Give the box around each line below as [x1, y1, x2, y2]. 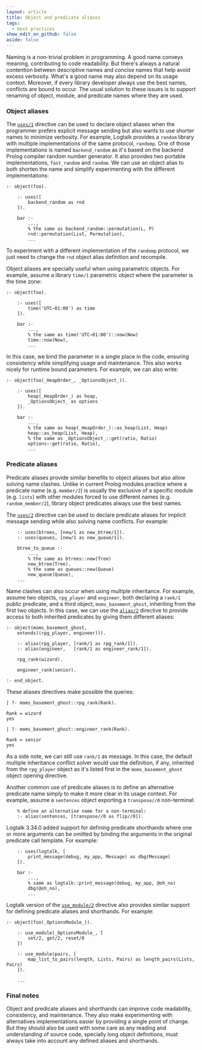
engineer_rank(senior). [17, 667, 77, 673]
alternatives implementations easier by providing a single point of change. [6, 1017, 189, 1025]
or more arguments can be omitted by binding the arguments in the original [6, 830, 192, 838]
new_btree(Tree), [28, 561, 71, 567]
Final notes [6, 991, 39, 999]
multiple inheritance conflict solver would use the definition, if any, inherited [6, 759, 194, 766]
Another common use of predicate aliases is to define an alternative [6, 783, 174, 791]
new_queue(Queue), [28, 571, 74, 577]
